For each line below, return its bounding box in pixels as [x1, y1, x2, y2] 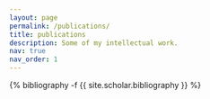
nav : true [9, 47, 47, 56]
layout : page [9, 13, 58, 22]
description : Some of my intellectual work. [9, 38, 179, 48]
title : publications [9, 30, 87, 39]
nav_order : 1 [9, 55, 58, 64]
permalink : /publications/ [9, 22, 110, 31]
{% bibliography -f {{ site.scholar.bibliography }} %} [9, 80, 202, 90]
